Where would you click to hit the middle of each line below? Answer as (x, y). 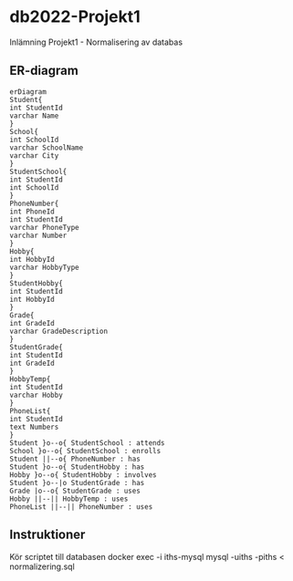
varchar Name (34, 116)
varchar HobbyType (44, 267)
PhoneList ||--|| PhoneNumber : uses (81, 507)
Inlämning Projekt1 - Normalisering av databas (96, 42)
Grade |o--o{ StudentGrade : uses (75, 491)
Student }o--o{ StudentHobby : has (77, 467)
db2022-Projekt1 (75, 17)
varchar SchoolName (47, 148)
